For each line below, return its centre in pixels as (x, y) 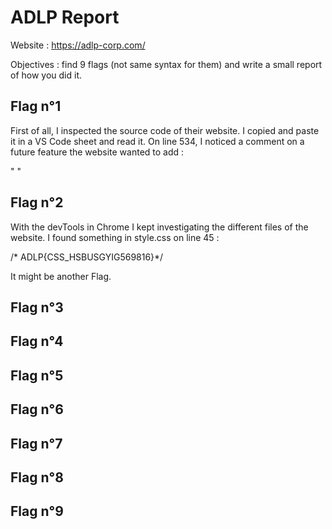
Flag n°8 (37, 477)
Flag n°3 (37, 307)
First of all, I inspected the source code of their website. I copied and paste (165, 130)
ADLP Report (65, 17)
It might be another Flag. (61, 276)
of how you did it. (46, 75)
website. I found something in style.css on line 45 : (115, 237)
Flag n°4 (37, 341)
